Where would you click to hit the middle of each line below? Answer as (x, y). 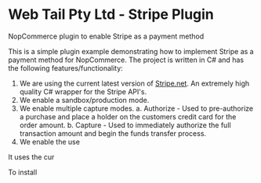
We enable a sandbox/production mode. (84, 100)
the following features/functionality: (65, 68)
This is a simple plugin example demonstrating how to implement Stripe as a (131, 51)
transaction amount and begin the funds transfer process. (112, 133)
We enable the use (50, 141)
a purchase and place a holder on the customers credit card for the (128, 116)
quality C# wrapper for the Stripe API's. (83, 91)
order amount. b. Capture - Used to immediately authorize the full (125, 125)
